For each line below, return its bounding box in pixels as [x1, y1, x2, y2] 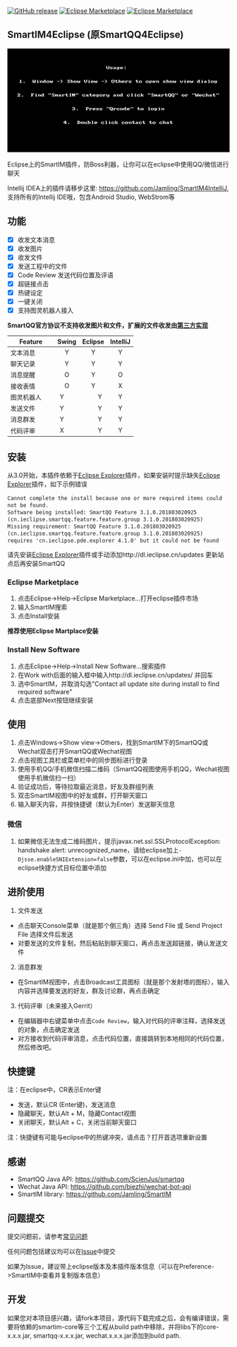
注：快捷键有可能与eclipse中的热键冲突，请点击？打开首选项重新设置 [7, 1133, 208, 1142]
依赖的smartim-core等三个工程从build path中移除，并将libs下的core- [19, 1322, 219, 1331]
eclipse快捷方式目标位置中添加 [17, 863, 107, 871]
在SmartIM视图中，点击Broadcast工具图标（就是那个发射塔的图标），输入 [17, 977, 230, 986]
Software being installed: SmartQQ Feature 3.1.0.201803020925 [7, 509, 197, 516]
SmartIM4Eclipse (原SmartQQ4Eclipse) [7, 29, 184, 41]
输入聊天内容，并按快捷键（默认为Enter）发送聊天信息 [17, 800, 176, 809]
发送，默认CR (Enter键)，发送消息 [17, 1101, 116, 1109]
